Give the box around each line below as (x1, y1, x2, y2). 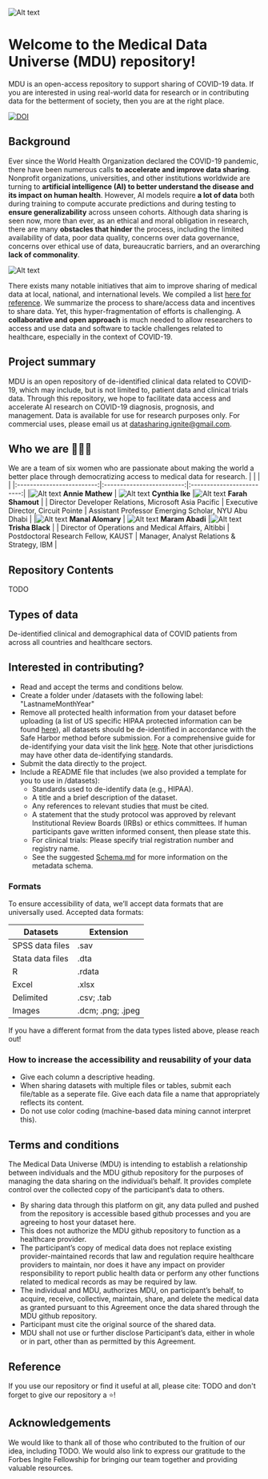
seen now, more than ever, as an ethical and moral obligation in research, (8, 216, 250, 225)
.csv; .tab (77, 992, 112, 1003)
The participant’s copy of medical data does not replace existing (19, 1243, 232, 1253)
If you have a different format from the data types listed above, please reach (8, 1026, 260, 1035)
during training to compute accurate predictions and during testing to (8, 199, 237, 208)
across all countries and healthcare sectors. (8, 638, 154, 647)
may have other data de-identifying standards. (19, 750, 174, 760)
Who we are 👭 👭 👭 (8, 441, 92, 456)
